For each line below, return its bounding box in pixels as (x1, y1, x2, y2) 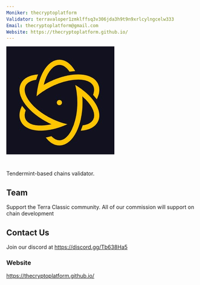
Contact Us (6, 227, 50, 238)
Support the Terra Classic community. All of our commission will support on (6, 203, 195, 211)
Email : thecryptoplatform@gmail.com (6, 22, 98, 28)
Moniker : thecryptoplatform (6, 10, 77, 16)
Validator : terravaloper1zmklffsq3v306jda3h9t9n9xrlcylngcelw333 (6, 16, 174, 22)
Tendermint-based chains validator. (6, 170, 95, 178)
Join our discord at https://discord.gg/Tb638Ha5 (6, 243, 128, 251)
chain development (6, 210, 54, 217)
